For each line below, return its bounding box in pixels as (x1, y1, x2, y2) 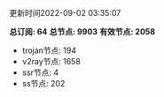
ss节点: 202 (21, 78, 66, 88)
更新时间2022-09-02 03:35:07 (9, 8, 121, 18)
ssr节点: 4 (21, 67, 59, 78)
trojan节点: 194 (21, 45, 77, 56)
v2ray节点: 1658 (21, 56, 82, 66)
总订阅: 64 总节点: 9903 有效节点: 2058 (9, 26, 156, 37)
